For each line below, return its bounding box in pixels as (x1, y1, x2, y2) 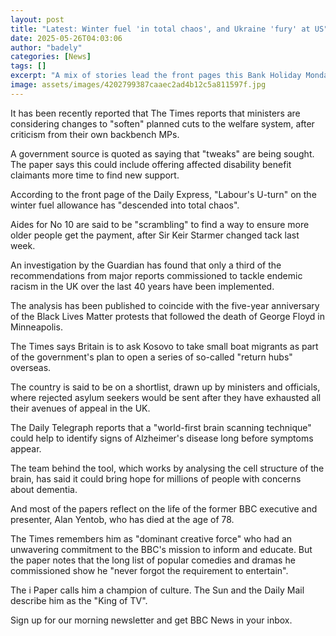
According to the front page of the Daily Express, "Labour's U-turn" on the (10, 188, 317, 200)
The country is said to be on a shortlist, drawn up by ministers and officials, (10, 381, 321, 393)
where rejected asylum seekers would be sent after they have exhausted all (10, 391, 322, 403)
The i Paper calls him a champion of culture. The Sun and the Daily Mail (10, 584, 305, 596)
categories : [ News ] (10, 52, 92, 62)
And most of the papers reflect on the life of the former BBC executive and (10, 502, 318, 515)
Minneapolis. (10, 321, 63, 333)
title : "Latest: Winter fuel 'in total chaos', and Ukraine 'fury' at (10, 24, 311, 34)
